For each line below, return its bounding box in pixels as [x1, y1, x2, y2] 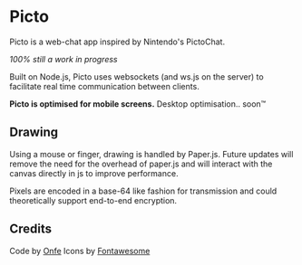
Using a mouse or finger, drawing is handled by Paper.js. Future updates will [9, 148, 294, 159]
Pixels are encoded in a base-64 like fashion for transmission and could [9, 185, 278, 196]
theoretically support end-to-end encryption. [9, 194, 178, 205]
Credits [9, 222, 53, 237]
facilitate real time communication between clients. [9, 80, 200, 91]
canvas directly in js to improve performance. [9, 167, 179, 178]
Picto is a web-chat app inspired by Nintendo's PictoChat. [9, 36, 225, 47]
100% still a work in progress [9, 53, 118, 64]
